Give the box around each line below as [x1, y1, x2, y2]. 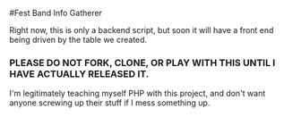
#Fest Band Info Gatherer [9, 8, 103, 18]
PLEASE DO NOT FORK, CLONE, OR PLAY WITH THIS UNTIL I [9, 56, 276, 69]
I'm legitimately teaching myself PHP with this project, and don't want [9, 88, 266, 99]
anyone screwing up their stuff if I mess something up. [9, 97, 211, 108]
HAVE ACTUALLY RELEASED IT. [9, 67, 150, 79]
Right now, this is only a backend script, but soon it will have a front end [9, 25, 274, 35]
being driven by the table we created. [9, 35, 148, 45]
